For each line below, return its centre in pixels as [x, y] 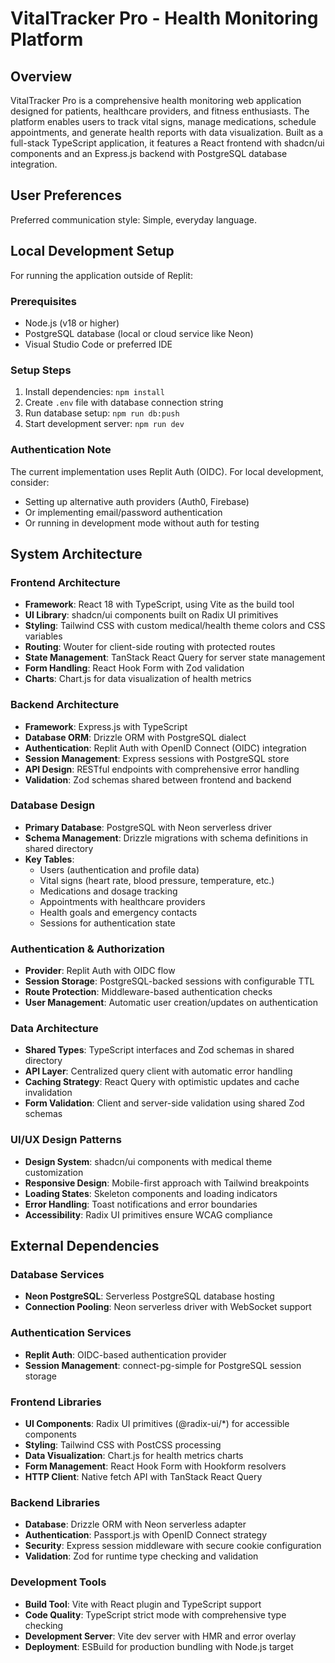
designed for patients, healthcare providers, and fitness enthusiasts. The [160, 111]
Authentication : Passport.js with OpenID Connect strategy [146, 1535]
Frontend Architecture [65, 582]
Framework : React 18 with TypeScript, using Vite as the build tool [159, 604]
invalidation [48, 1093]
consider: [30, 482]
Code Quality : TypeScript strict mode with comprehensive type [155, 1614]
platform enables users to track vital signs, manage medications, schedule [163, 121]
